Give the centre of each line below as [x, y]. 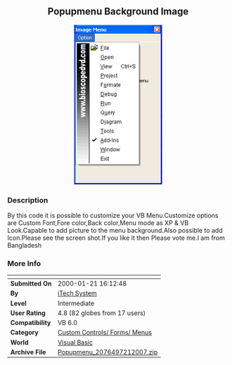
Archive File [28, 352]
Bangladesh [25, 245]
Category [24, 333]
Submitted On [31, 283]
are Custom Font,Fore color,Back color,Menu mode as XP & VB [98, 223]
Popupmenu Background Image [118, 12]
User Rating [28, 313]
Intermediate [76, 303]
